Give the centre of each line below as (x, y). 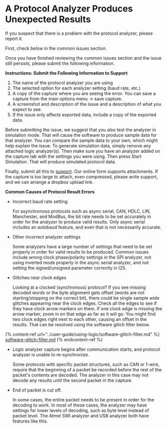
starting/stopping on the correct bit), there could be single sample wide (86, 298)
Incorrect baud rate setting (40, 201)
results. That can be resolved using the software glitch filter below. (81, 324)
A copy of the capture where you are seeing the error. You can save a (84, 93)
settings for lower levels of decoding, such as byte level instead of (80, 410)
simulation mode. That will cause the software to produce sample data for (81, 135)
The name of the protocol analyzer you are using (63, 83)
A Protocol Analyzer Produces (69, 9)
